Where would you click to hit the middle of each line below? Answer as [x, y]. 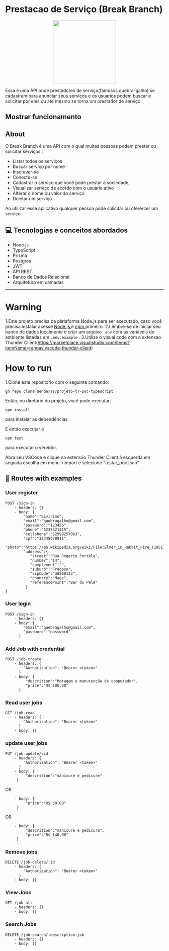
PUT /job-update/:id [27, 754]
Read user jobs [24, 703]
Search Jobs [21, 924]
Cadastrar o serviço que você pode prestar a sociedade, [71, 183]
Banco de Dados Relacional [41, 277]
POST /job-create [23, 659]
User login [18, 603]
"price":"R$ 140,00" [47, 835]
